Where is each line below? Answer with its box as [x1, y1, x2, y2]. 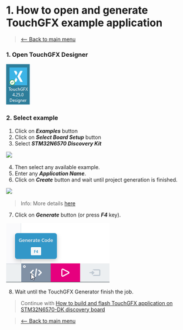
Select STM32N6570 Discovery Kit [14, 140, 102, 147]
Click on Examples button [14, 127, 78, 134]
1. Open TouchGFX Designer [6, 50, 88, 59]
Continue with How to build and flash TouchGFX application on [20, 299, 173, 306]
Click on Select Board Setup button [14, 134, 101, 141]
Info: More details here [20, 199, 76, 207]
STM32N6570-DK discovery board [20, 306, 105, 313]
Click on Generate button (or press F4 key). [14, 211, 121, 218]
